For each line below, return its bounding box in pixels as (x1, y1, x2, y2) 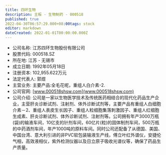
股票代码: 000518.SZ (12, 51, 55, 57)
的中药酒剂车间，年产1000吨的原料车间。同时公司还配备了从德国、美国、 (12, 126, 163, 132)
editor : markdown (5, 26, 41, 31)
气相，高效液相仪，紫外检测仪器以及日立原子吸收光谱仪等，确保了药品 (12, 138, 157, 144)
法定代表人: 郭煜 (12, 76, 46, 82)
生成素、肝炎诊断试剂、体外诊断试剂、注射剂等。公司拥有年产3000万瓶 (12, 113, 159, 119)
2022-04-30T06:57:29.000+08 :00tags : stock (5, 21, 95, 26)
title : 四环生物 (5, 7, 36, 12)
